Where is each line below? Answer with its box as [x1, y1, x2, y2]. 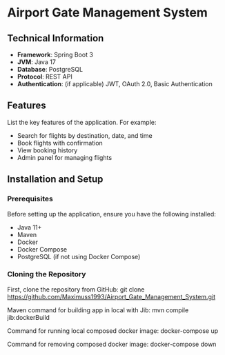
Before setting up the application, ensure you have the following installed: [7, 210, 216, 218]
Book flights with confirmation [17, 139, 104, 147]
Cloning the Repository [7, 270, 86, 279]
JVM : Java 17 [17, 58, 57, 66]
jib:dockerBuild [7, 313, 50, 321]
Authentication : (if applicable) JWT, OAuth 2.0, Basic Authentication [17, 80, 213, 88]
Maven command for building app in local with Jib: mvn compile [7, 305, 189, 314]
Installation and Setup [7, 174, 104, 185]
